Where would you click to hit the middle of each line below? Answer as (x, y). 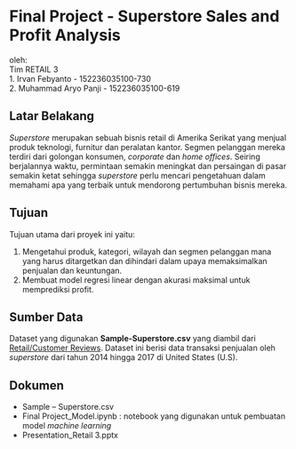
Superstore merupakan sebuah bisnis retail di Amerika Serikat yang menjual (148, 137)
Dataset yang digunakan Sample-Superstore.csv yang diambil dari (132, 339)
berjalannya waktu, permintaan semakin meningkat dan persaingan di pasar (148, 165)
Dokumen (37, 385)
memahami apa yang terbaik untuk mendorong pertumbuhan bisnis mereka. (148, 185)
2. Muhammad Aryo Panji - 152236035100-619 (95, 88)
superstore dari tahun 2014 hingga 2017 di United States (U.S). (124, 357)
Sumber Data (46, 317)
